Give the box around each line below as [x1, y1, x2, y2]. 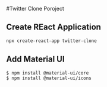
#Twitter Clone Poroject [6, 5, 64, 12]
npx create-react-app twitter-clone [6, 38, 97, 44]
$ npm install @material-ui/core [6, 70, 89, 76]
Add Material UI [6, 54, 65, 65]
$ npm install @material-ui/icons [6, 75, 92, 82]
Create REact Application [6, 22, 101, 32]
